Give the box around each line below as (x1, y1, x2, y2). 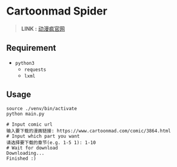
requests (24, 67, 47, 73)
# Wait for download (6, 145, 59, 151)
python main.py (6, 111, 45, 117)
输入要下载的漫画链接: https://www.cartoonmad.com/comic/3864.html (6, 128, 171, 134)
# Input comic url (6, 121, 53, 128)
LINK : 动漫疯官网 (21, 25, 65, 32)
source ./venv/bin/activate (6, 105, 78, 111)
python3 (15, 60, 35, 66)
